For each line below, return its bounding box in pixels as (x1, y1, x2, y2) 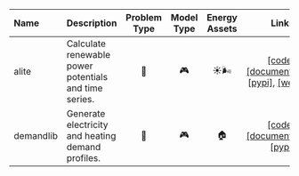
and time (66, 82, 103, 94)
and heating (66, 130, 117, 141)
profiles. (66, 152, 101, 164)
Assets (206, 22, 238, 35)
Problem (125, 12, 163, 23)
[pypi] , (247, 76, 276, 88)
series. (66, 93, 95, 105)
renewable (66, 49, 111, 60)
